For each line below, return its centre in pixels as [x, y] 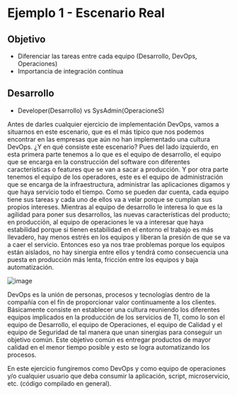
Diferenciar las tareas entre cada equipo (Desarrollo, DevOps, [107, 56]
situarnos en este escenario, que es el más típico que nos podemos [106, 132]
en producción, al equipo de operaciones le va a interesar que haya [105, 222]
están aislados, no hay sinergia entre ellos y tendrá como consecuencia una [118, 252]
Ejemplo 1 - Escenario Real [86, 13]
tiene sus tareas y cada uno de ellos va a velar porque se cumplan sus [110, 199]
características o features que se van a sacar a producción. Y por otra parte [118, 169]
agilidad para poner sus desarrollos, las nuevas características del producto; [119, 214]
